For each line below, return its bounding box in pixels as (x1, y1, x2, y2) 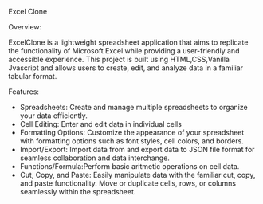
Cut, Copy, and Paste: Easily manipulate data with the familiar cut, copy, (19, 171, 256, 179)
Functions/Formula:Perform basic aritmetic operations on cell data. (19, 162, 240, 171)
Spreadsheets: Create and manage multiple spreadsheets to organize (19, 103, 249, 112)
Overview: (8, 22, 42, 31)
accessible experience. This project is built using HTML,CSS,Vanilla (8, 55, 230, 64)
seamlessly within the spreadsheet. (19, 187, 136, 196)
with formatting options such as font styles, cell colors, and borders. (19, 136, 245, 146)
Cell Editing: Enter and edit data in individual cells (19, 120, 182, 128)
